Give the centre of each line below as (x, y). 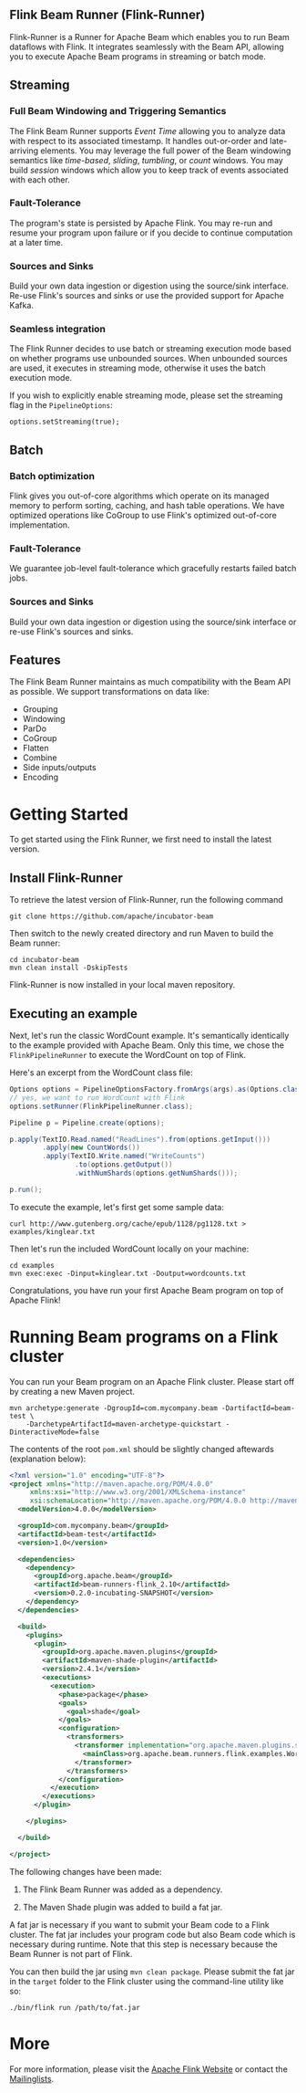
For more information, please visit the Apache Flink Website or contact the (149, 2069)
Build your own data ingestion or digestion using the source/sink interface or (153, 622)
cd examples (32, 1265)
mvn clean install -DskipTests (69, 968)
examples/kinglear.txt (52, 1231)
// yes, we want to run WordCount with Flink (97, 1098)
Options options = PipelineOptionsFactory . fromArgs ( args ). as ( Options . (146, 1090)
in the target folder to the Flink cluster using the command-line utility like (147, 1981)
